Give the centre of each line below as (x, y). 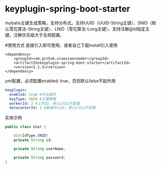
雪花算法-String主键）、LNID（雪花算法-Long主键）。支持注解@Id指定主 (79, 29)
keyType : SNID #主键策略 (33, 99)
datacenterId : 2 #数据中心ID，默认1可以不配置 (53, 108)
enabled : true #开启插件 (33, 94)
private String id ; (33, 140)
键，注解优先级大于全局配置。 (34, 35)
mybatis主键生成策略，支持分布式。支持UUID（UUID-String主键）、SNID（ (79, 23)
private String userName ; (40, 149)
